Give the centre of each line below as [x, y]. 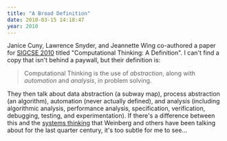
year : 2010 [23, 26]
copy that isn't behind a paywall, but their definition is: [84, 60]
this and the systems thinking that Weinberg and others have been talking [111, 123]
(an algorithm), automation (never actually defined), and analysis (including [113, 101]
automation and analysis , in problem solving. [88, 81]
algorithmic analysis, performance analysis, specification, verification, [106, 108]
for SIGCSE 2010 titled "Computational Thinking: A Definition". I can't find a [113, 53]
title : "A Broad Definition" [49, 13]
